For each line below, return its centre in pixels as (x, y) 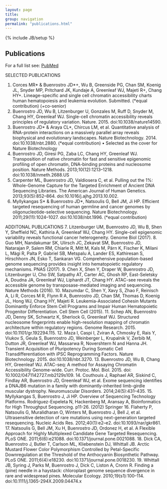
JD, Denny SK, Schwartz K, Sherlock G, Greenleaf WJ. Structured (72, 317)
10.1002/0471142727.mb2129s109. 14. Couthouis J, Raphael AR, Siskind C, (81, 375)
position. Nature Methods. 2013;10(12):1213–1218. (63, 169)
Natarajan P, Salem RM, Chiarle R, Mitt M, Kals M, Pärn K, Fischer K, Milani (82, 248)
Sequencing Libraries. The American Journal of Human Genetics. (79, 191)
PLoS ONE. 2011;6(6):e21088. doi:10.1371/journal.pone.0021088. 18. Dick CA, (83, 439)
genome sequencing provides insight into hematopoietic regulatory (74, 264)
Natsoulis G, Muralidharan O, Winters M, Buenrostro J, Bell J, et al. (73, 412)
